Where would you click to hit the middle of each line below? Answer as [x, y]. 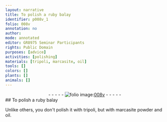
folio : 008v [18, 24]
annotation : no [21, 29]
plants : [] [17, 76]
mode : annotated [22, 38]
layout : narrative [24, 10]
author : [13, 33]
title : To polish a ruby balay [38, 15]
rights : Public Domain [29, 47]
